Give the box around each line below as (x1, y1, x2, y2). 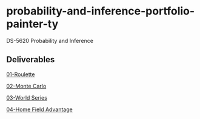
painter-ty (6, 17, 59, 31)
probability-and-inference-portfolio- (6, 4, 195, 18)
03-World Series (6, 94, 47, 101)
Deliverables (6, 54, 55, 65)
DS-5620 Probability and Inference (6, 37, 94, 44)
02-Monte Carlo (6, 82, 47, 89)
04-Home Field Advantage (6, 106, 73, 113)
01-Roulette (6, 71, 35, 78)
